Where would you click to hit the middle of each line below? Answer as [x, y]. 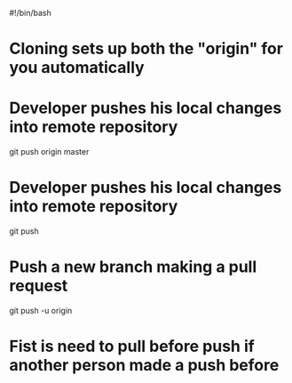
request [39, 286]
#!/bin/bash [30, 13]
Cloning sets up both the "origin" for [146, 49]
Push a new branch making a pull [133, 267]
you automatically [77, 68]
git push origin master [49, 152]
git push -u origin [41, 311]
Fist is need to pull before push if [132, 347]
